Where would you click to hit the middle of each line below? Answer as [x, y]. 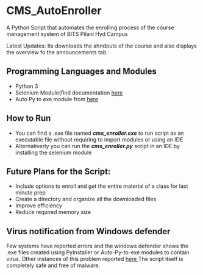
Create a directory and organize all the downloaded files [86, 199]
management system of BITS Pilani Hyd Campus [67, 34]
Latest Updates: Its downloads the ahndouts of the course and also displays [101, 46]
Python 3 [27, 86]
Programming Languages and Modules [81, 72]
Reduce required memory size [53, 212]
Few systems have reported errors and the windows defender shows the [98, 246]
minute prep [30, 193]
